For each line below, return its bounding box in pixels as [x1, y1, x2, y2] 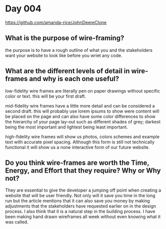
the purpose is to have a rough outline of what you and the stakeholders [5, 47, 153, 53]
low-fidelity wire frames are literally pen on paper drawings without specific [5, 88, 161, 94]
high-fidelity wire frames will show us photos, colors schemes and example [5, 133, 160, 139]
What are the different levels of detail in [5, 67, 130, 75]
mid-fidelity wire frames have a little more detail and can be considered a [5, 103, 155, 109]
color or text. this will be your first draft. [5, 93, 86, 99]
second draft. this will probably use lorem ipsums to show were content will [5, 108, 160, 114]
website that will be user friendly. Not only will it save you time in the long [5, 193, 156, 199]
